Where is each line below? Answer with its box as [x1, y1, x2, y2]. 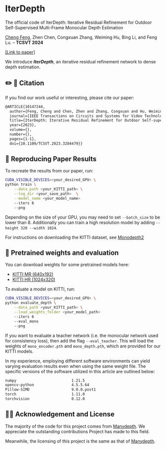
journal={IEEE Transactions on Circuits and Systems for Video [9, 113, 142, 118]
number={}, [9, 132, 32, 137]
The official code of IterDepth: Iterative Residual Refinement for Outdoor [5, 19, 152, 25]
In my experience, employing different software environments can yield [5, 358, 150, 364]
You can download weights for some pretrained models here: [5, 262, 129, 268]
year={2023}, [9, 122, 37, 128]
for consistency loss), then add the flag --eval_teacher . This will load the [5, 337, 154, 343]
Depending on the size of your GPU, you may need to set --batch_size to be [5, 214, 161, 220]
